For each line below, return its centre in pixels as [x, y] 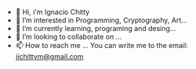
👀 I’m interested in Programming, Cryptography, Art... [102, 20]
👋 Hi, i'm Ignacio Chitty [53, 12]
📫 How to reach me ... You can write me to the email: [102, 45]
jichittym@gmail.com [49, 57]
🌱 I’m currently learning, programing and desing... [96, 28]
